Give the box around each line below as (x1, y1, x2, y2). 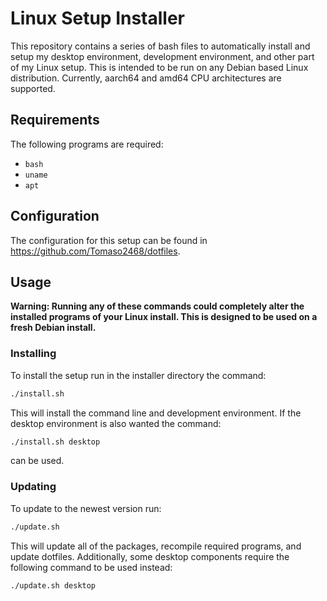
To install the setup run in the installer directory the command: (10, 369, 267, 381)
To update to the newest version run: (10, 502, 162, 514)
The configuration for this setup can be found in (10, 234, 208, 246)
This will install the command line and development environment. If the (10, 407, 302, 419)
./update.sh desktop (10, 580, 97, 591)
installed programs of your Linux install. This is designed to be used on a (10, 311, 318, 323)
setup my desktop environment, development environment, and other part (10, 50, 315, 62)
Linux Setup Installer (10, 7, 186, 30)
